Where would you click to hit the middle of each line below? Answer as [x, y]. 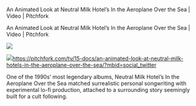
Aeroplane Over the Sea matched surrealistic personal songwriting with [96, 83]
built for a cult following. [37, 96]
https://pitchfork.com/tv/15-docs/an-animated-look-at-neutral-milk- [98, 59]
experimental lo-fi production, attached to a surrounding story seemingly [98, 90]
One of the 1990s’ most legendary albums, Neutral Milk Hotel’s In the [93, 77]
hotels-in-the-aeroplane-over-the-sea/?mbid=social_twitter [81, 65]
